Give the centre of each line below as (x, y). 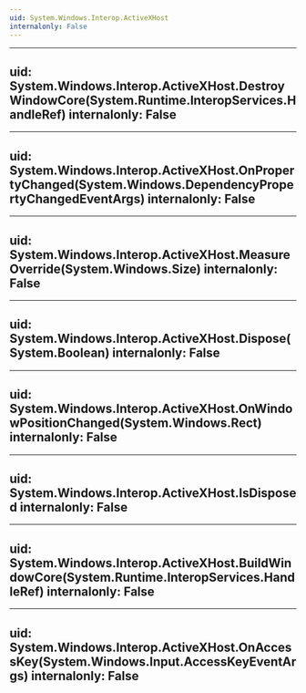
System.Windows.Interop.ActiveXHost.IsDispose (153, 493)
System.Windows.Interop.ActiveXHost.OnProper (152, 170)
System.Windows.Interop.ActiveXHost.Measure (150, 255)
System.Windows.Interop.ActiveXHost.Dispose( (150, 339)
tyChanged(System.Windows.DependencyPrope (152, 185)
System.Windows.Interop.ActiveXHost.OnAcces (151, 647)
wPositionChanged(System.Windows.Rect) (136, 424)
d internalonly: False (69, 507)
